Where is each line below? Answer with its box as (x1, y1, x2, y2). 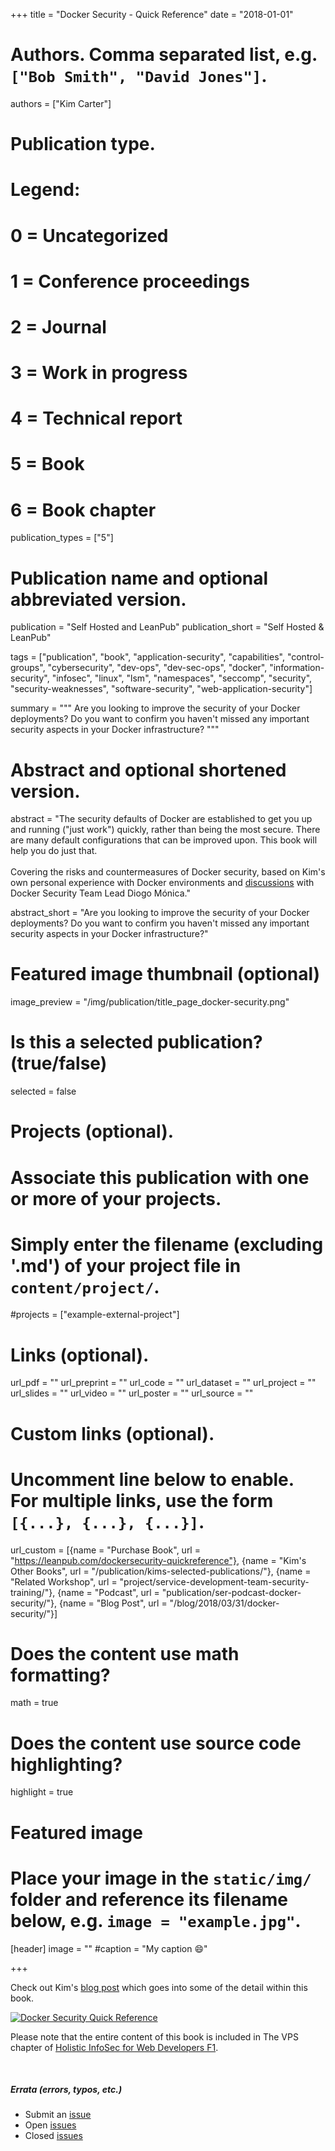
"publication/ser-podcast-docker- (161, 1586, 302, 1598)
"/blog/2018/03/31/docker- (169, 1597, 280, 1609)
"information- (269, 662, 325, 674)
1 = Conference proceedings (10, 270, 250, 293)
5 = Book (10, 453, 85, 476)
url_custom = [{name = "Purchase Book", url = (10, 1544, 201, 1556)
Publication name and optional (10, 567, 269, 589)
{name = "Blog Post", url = (59, 1597, 168, 1609)
